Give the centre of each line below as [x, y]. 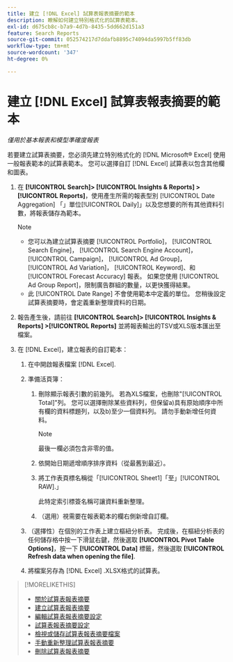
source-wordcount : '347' [43, 53]
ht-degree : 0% [28, 59]
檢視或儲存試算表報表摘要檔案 [77, 633]
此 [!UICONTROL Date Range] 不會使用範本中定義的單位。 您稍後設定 [127, 293]
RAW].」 [50, 486]
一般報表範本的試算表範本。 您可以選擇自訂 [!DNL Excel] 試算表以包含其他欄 [116, 163]
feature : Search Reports [43, 33]
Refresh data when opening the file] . [81, 556]
